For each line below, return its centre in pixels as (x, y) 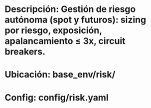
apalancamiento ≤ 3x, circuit (65, 41)
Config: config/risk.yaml (57, 97)
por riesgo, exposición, (53, 30)
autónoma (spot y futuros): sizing (75, 20)
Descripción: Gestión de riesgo (70, 9)
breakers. (25, 52)
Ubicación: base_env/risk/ (60, 75)
